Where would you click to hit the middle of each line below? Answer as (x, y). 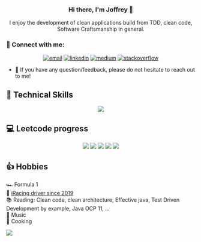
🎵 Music (16, 215)
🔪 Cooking (19, 222)
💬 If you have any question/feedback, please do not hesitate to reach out (105, 69)
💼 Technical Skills (40, 95)
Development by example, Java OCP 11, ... (58, 209)
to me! (23, 76)
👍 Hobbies (27, 166)
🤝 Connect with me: (35, 45)
